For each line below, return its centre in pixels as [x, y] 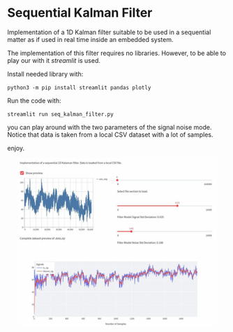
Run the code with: [34, 100]
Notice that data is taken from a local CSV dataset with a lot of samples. [110, 135]
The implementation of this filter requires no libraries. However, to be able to [117, 53]
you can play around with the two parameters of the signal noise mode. [110, 127]
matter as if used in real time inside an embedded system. [90, 39]
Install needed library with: [45, 74]
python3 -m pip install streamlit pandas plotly [79, 88]
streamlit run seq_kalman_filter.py [60, 114]
